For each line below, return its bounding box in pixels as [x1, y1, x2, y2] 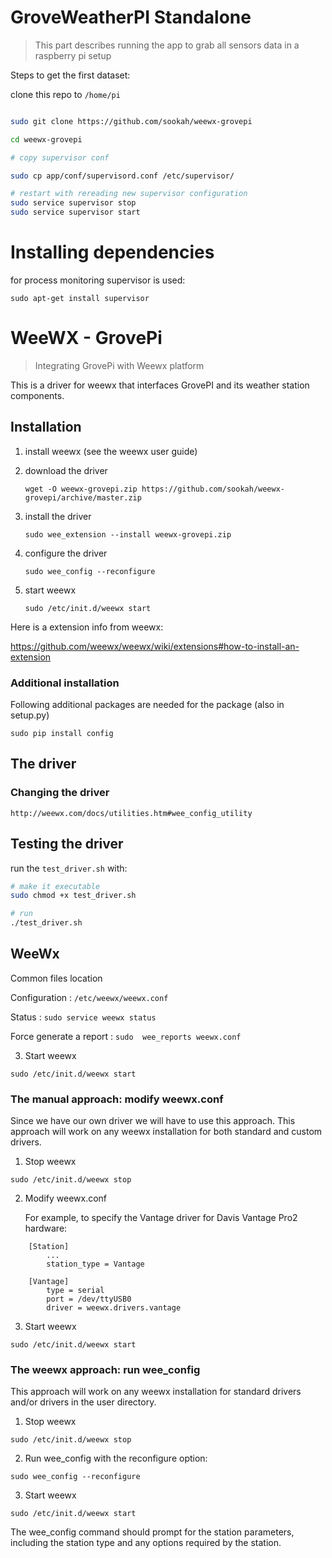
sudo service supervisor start [10, 207, 141, 218]
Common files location [10, 972, 103, 984]
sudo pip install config [10, 729, 114, 739]
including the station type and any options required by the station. [10, 1537, 282, 1549]
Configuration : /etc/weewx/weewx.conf [10, 991, 169, 1003]
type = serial [46, 1286, 105, 1296]
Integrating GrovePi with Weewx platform [34, 359, 205, 371]
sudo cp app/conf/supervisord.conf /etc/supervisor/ [10, 171, 235, 181]
